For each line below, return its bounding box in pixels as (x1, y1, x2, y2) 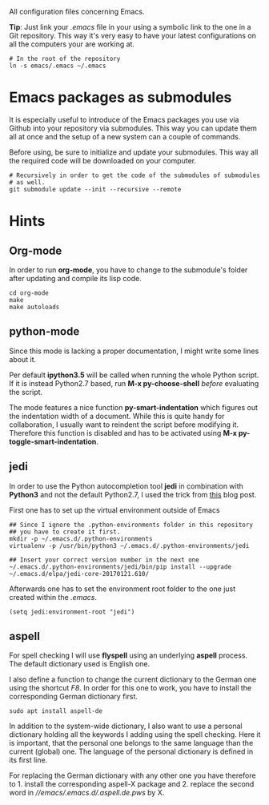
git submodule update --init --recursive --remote (9, 185, 182, 193)
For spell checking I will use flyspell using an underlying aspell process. (9, 650, 247, 660)
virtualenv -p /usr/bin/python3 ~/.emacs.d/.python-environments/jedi (9, 541, 250, 549)
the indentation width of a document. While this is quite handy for (9, 411, 225, 421)
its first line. (9, 755, 48, 765)
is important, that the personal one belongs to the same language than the (9, 739, 254, 748)
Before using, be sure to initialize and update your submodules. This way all (9, 147, 259, 157)
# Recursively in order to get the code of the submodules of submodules (9, 171, 261, 179)
